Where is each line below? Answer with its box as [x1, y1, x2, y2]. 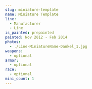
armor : [5, 58, 19, 63]
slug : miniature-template [5, 7, 58, 12]
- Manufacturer [9, 21, 41, 26]
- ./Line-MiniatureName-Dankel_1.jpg [9, 44, 88, 49]
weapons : [5, 48, 23, 53]
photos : [5, 40, 21, 44]
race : [5, 67, 16, 72]
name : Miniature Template [5, 12, 58, 17]
